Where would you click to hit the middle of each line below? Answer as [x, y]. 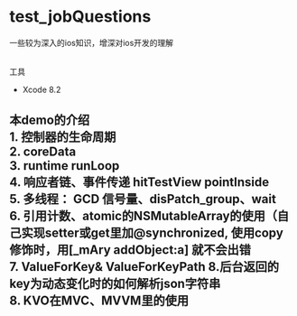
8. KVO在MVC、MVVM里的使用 [99, 301]
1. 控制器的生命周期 [63, 137]
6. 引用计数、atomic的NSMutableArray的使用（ [144, 216]
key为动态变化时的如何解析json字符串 [115, 284]
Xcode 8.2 [42, 89]
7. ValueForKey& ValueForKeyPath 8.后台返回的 [144, 267]
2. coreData [43, 152]
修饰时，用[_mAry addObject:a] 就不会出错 [130, 250]
